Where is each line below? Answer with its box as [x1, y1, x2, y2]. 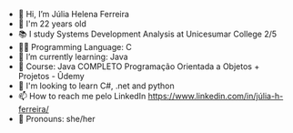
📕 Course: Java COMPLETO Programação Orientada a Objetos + [17, 61, 260, 72]
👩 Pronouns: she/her [17, 114, 96, 124]
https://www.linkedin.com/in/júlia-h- [147, 91, 284, 101]
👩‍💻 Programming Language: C [17, 42, 132, 52]
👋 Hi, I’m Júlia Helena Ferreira [17, 9, 130, 19]
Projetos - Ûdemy [17, 71, 85, 81]
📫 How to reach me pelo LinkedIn [17, 91, 146, 101]
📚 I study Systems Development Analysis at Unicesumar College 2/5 [17, 28, 278, 39]
